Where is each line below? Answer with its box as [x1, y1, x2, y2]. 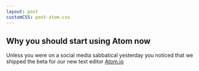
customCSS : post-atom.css [6, 14, 70, 20]
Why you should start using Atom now [6, 36, 151, 46]
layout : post [6, 8, 39, 15]
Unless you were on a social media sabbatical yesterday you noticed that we [6, 51, 194, 59]
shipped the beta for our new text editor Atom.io [6, 58, 124, 65]
